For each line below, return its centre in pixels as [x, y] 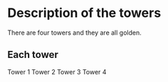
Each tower [33, 55]
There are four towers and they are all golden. [74, 33]
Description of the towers [84, 13]
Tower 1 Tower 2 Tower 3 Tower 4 [57, 71]
